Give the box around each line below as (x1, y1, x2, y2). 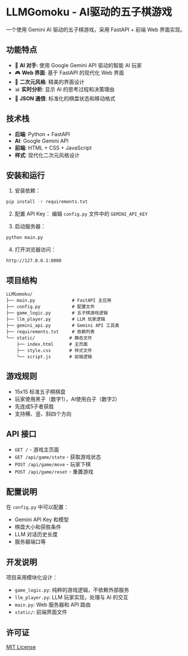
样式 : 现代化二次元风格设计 (14, 151, 80, 159)
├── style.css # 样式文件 (16, 347, 92, 354)
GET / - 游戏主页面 (14, 446, 59, 453)
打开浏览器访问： (14, 246, 56, 253)
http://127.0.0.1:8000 (6, 258, 62, 264)
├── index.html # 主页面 (16, 341, 88, 347)
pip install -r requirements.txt (6, 199, 88, 205)
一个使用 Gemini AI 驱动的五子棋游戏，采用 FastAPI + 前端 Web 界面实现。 (6, 26, 186, 33)
